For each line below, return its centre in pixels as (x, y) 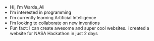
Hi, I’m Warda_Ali (27, 7)
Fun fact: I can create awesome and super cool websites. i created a (79, 28)
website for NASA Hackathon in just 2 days (54, 33)
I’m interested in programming (41, 12)
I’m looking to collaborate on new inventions (55, 23)
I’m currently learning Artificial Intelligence (53, 18)
